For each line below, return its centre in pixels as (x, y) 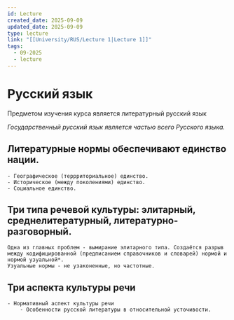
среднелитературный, (60, 220)
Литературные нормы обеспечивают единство (117, 149)
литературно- (146, 220)
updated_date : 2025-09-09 (45, 27)
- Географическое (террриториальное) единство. (78, 176)
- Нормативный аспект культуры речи (61, 304)
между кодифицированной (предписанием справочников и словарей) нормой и (117, 254)
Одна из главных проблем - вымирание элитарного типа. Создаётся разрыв (116, 248)
